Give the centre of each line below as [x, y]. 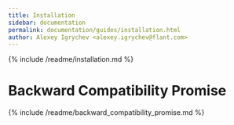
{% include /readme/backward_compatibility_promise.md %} [106, 112]
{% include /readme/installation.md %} [71, 59]
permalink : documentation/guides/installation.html [94, 30]
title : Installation [42, 15]
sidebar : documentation [47, 23]
